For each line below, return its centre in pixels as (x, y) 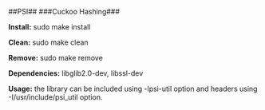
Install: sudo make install (49, 27)
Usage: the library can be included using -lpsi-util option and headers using (133, 88)
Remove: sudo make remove (56, 58)
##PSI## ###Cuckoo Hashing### (64, 12)
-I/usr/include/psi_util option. (55, 97)
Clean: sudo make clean (49, 42)
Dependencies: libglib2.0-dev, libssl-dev (76, 73)
